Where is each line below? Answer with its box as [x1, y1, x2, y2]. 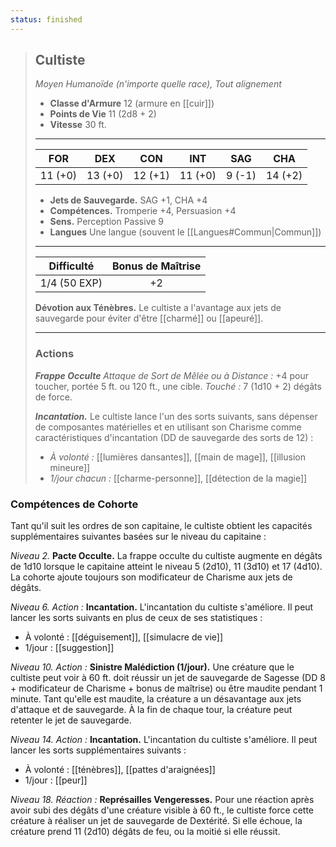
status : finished [10, 14, 83, 25]
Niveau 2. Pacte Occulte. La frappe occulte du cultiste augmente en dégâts [10, 550, 323, 562]
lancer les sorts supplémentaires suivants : [10, 744, 187, 756]
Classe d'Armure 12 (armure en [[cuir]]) [49, 97, 215, 110]
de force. [34, 391, 73, 403]
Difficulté [48, 259, 95, 273]
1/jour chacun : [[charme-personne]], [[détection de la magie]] [49, 472, 308, 484]
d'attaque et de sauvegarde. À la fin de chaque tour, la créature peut [10, 704, 293, 716]
